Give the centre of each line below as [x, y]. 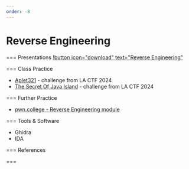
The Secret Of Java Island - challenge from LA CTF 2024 [84, 86]
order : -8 [18, 12]
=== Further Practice [32, 97]
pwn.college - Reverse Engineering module [67, 109]
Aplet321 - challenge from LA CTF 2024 [63, 80]
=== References [26, 150]
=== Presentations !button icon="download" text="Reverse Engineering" [94, 57]
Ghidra [23, 132]
